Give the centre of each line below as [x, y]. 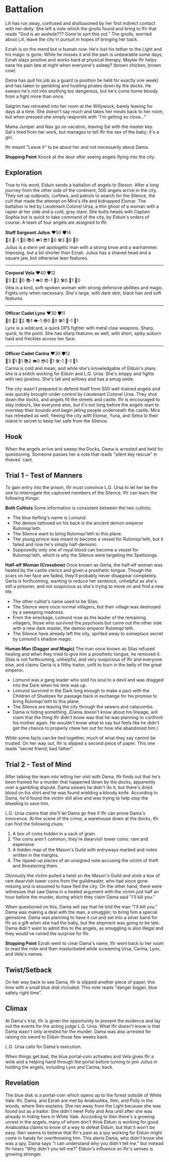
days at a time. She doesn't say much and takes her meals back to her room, [84, 111]
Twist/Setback [29, 970]
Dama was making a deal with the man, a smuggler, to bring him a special [81, 912]
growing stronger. [24, 1154]
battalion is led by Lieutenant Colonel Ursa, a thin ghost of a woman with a [82, 206]
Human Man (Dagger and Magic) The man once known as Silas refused [80, 649]
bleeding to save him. [27, 804]
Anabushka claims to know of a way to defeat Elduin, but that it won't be [80, 1127]
